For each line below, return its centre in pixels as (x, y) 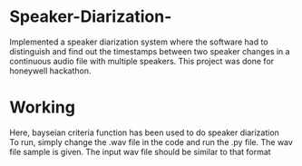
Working (42, 107)
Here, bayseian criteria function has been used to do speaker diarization (144, 132)
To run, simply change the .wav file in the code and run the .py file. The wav (151, 142)
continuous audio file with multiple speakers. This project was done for (142, 61)
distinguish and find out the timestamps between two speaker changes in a (150, 51)
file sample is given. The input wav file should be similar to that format (140, 151)
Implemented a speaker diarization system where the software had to (139, 42)
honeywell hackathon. (51, 71)
